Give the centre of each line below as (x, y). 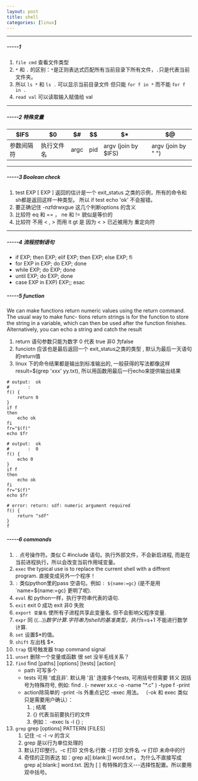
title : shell (23, 17)
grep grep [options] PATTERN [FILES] (60, 729)
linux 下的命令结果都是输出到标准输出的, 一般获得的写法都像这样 (93, 364)
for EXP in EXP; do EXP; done (51, 264)
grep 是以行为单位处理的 (53, 743)
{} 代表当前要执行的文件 (61, 714)
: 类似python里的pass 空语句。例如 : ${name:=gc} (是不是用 (88, 583)
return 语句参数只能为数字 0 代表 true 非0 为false (74, 341)
